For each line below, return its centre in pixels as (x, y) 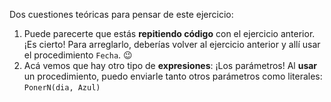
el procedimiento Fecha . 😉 (78, 55)
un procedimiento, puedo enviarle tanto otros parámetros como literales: (173, 76)
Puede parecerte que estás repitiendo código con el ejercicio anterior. (169, 33)
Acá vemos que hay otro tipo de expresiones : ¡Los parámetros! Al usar (170, 65)
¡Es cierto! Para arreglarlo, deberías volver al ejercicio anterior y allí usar (172, 44)
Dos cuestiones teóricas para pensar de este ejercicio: (121, 14)
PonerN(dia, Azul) (62, 88)
